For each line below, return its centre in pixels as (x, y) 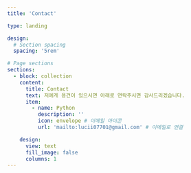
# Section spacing (40, 45)
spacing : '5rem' (36, 51)
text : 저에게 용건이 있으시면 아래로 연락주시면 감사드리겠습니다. (105, 95)
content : (32, 82)
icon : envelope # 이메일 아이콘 (80, 121)
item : (33, 102)
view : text (41, 146)
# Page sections (30, 64)
